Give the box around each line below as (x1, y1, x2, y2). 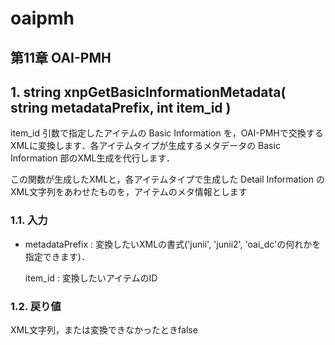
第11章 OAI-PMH (10, 49, 112, 66)
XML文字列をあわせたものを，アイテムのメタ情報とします (10, 186, 248, 198)
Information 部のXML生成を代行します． (10, 152, 175, 164)
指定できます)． (24, 250, 90, 262)
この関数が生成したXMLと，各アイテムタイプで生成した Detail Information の (10, 173, 325, 186)
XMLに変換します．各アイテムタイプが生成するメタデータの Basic (10, 140, 281, 152)
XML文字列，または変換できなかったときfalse (10, 323, 198, 336)
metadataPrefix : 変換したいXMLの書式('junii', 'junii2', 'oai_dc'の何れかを (24, 238, 322, 250)
